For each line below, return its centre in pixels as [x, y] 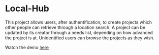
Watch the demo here [27, 47]
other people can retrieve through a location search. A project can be [75, 27]
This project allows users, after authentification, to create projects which [79, 22]
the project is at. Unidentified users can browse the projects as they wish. [80, 38]
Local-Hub [27, 9]
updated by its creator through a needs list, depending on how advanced [79, 32]
